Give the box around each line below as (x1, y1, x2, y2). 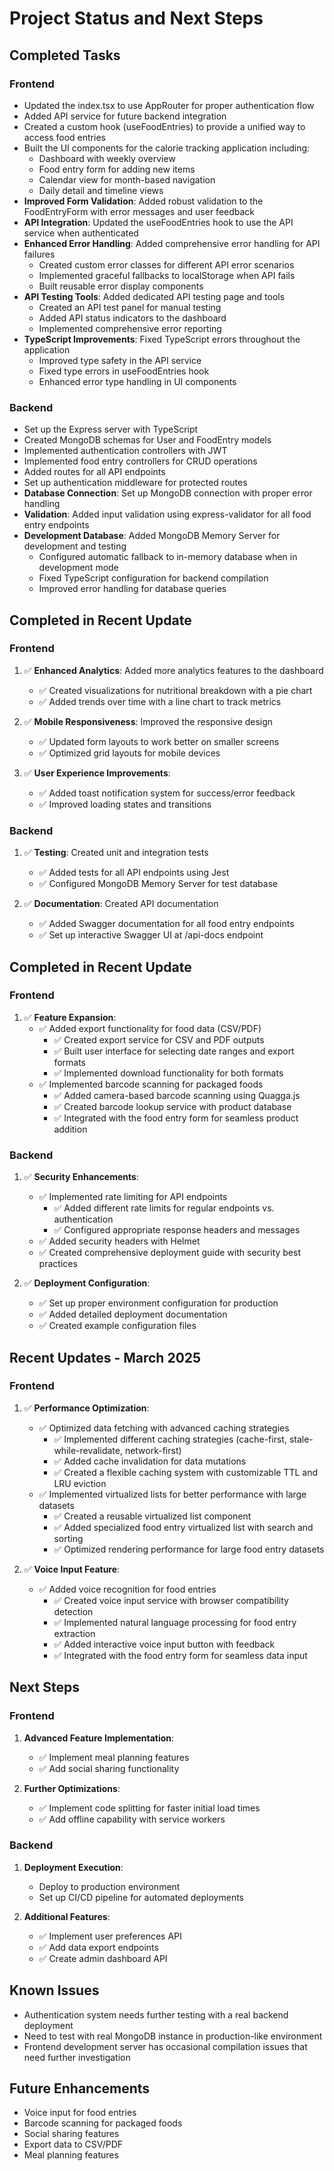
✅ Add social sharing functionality (38, 1762, 180, 1774)
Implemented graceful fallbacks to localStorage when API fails (38, 269, 296, 281)
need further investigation (23, 2051, 131, 2063)
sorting (53, 1532, 84, 1544)
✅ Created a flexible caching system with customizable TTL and (53, 1466, 319, 1478)
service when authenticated (23, 227, 139, 239)
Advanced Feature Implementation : (23, 1732, 175, 1744)
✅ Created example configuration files (38, 1320, 197, 1332)
